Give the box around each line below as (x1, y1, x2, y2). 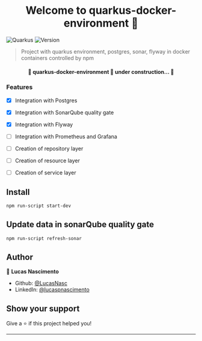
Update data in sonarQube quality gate (6, 220, 155, 230)
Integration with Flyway (14, 121, 73, 128)
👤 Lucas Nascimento (6, 268, 59, 275)
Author (6, 252, 33, 262)
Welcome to (25, 4, 87, 17)
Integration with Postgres (14, 97, 78, 104)
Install (6, 187, 30, 197)
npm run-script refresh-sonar (6, 235, 82, 241)
